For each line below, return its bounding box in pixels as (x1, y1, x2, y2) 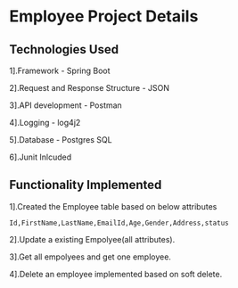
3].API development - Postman (9, 100, 122, 111)
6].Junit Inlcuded (9, 152, 72, 162)
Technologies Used (9, 42, 119, 57)
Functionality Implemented (9, 177, 162, 193)
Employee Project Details (9, 6, 199, 27)
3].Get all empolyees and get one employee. (9, 251, 172, 262)
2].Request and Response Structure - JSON (9, 83, 169, 93)
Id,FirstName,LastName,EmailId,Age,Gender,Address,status (9, 218, 229, 227)
